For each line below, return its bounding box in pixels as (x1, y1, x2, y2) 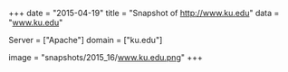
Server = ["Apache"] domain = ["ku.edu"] (8, 35, 163, 45)
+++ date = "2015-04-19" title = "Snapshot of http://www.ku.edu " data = (8, 8, 280, 18)
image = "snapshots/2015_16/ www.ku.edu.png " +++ (8, 52, 203, 62)
